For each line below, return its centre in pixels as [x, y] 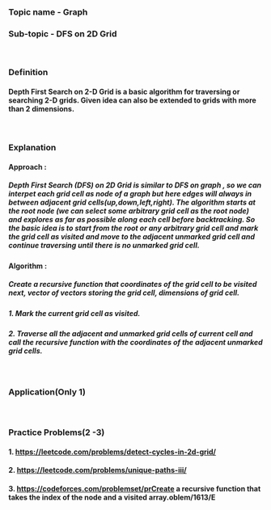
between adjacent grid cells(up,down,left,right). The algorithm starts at [132, 202]
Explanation [32, 148]
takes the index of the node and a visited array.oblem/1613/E [112, 497]
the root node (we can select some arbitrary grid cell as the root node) [129, 211]
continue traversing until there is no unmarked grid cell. [104, 246]
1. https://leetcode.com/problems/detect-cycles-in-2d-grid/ [112, 452]
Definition [28, 73]
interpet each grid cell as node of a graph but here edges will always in [130, 194]
